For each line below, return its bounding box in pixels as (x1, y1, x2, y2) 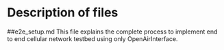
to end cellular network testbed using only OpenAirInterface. (7, 34, 178, 42)
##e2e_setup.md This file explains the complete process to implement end (7, 27, 218, 36)
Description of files (7, 5, 119, 21)
